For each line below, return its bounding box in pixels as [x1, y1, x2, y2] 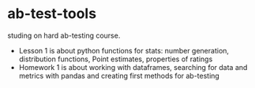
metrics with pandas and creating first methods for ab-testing [18, 71, 220, 80]
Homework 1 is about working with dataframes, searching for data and [18, 62, 248, 71]
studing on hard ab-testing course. [7, 31, 121, 40]
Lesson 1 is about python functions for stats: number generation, [18, 46, 230, 55]
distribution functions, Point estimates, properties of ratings [18, 54, 213, 64]
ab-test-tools [7, 5, 96, 23]
